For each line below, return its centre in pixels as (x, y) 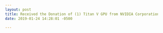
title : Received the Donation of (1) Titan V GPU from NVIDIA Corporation (82, 14)
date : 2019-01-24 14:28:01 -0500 (39, 18)
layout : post (18, 9)
